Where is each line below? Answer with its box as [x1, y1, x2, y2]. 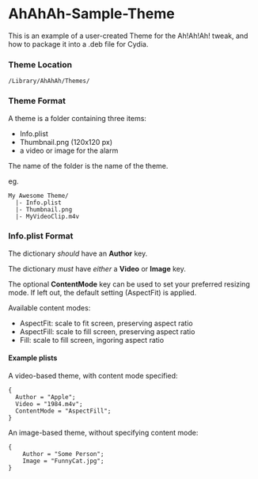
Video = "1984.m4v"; [15, 401, 83, 409]
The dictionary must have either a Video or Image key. [8, 264, 186, 273]
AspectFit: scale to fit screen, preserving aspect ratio [19, 318, 193, 328]
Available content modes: [8, 302, 91, 313]
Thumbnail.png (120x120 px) [19, 137, 113, 146]
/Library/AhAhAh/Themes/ [8, 77, 90, 86]
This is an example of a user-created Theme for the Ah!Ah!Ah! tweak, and [8, 31, 249, 40]
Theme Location [8, 59, 73, 70]
